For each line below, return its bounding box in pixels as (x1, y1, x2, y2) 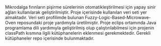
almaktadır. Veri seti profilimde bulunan (5, 15, 84, 20)
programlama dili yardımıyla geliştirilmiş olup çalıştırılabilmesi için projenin (5, 25, 155, 31)
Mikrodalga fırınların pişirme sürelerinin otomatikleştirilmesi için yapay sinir (5, 4, 156, 10)
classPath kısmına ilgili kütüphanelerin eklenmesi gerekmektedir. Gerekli (5, 30, 151, 36)
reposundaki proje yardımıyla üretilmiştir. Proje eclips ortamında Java (17, 20, 157, 25)
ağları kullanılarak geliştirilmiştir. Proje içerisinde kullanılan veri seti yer (5, 9, 147, 15)
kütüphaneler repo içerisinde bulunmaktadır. (5, 35, 95, 41)
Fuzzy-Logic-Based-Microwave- (85, 15, 151, 20)
